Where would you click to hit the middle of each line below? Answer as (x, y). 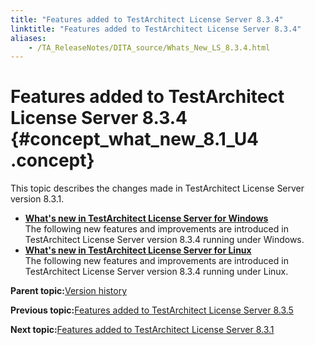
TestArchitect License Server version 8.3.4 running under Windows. (164, 240)
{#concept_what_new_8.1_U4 (135, 139)
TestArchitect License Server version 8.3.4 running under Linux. (156, 272)
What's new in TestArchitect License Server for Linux (138, 250)
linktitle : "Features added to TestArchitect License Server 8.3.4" (156, 29)
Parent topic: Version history (69, 291)
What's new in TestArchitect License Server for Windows (146, 218)
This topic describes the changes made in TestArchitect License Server (157, 188)
